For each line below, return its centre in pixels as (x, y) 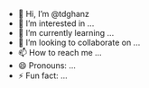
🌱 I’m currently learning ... (66, 33)
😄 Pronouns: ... (47, 66)
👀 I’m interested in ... (56, 23)
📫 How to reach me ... (60, 53)
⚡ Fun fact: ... (42, 75)
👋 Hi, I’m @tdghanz (54, 14)
